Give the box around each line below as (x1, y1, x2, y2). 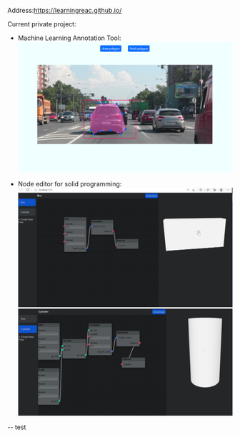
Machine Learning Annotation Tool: (17, 34, 121, 42)
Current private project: (7, 20, 76, 28)
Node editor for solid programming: (17, 179, 122, 188)
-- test (7, 423, 26, 431)
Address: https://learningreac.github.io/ (7, 6, 122, 14)
